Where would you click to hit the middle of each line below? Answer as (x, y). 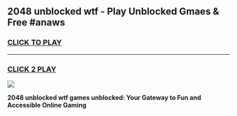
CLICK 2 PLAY (32, 69)
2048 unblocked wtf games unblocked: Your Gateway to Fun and (104, 97)
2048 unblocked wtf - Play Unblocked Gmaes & (114, 12)
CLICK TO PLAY (35, 43)
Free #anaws (36, 23)
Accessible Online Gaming (47, 105)
